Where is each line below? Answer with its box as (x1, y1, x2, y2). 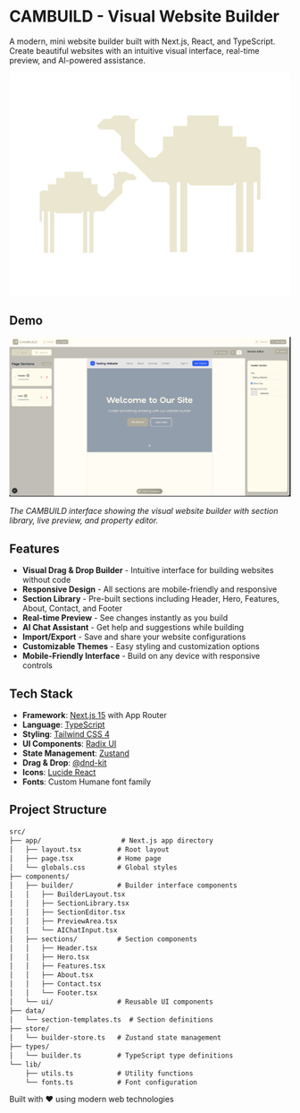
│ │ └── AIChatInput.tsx (9, 925, 118, 935)
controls (21, 660, 54, 671)
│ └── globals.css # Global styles (9, 862, 178, 872)
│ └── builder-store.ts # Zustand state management (9, 1032, 221, 1042)
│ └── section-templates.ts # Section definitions (9, 1015, 214, 1024)
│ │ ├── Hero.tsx (9, 952, 90, 962)
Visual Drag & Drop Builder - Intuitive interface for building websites (21, 565, 274, 576)
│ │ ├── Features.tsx (9, 961, 105, 971)
